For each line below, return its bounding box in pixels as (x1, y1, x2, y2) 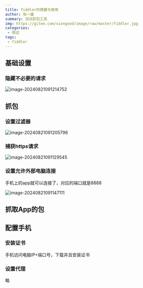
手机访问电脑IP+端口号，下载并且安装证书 (5, 251, 90, 257)
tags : (5, 35, 16, 40)
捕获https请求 (5, 143, 39, 150)
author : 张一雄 (5, 12, 34, 17)
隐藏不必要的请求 (5, 75, 46, 82)
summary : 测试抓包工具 (5, 16, 48, 21)
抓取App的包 (5, 206, 45, 214)
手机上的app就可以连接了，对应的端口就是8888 (5, 180, 102, 186)
